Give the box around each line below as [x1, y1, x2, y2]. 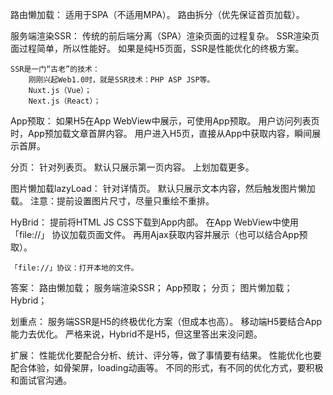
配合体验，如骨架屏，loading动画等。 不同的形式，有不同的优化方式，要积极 [10, 362, 324, 373]
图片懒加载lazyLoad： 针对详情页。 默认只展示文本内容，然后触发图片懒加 [10, 183, 316, 194]
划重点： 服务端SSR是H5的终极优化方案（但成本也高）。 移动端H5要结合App [10, 316, 323, 327]
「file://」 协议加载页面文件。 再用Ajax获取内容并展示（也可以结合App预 [10, 229, 308, 240]
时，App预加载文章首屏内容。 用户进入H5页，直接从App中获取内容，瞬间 [10, 128, 313, 139]
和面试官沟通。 [10, 374, 72, 386]
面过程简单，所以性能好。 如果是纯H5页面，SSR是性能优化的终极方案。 [10, 43, 305, 54]
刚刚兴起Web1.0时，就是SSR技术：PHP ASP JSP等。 [28, 75, 215, 85]
